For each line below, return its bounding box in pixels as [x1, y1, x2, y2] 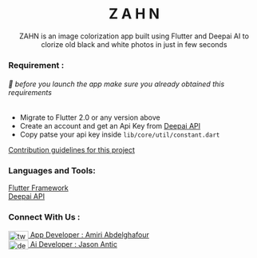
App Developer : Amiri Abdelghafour [30, 229, 149, 240]
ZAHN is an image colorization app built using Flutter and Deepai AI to [18, 31, 250, 41]
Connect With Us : [8, 212, 81, 223]
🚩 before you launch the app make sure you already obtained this [8, 79, 225, 89]
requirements [8, 88, 52, 97]
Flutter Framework [8, 183, 69, 193]
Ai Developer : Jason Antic [30, 239, 118, 248]
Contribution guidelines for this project [8, 145, 136, 155]
